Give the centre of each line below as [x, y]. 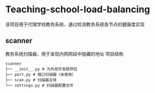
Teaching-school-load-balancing [78, 10]
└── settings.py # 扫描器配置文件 [40, 85]
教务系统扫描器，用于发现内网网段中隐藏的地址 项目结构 [64, 54]
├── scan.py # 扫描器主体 [31, 80]
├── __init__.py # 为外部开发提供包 [41, 69]
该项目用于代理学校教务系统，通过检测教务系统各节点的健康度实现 [75, 24]
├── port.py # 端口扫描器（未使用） [41, 75]
